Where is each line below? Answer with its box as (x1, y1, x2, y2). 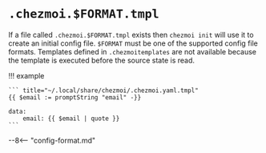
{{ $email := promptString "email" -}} (8, 93, 142, 102)
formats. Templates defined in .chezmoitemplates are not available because (8, 46, 256, 56)
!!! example (8, 70, 45, 80)
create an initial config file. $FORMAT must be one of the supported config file (8, 38, 259, 48)
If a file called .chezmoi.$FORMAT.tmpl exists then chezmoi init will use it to (8, 30, 254, 39)
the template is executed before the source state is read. (8, 55, 195, 65)
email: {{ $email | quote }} (22, 115, 120, 123)
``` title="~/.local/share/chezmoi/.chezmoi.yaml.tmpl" (8, 87, 199, 95)
